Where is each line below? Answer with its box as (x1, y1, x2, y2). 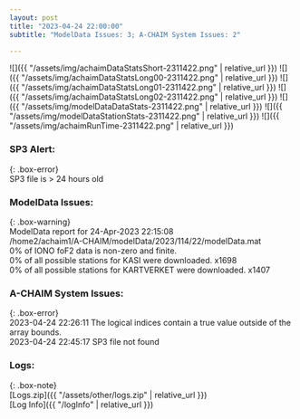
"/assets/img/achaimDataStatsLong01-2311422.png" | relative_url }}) (21, 82, 276, 93)
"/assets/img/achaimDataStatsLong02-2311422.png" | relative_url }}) (21, 91, 278, 102)
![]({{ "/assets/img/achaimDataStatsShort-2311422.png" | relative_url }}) (9, 62, 278, 73)
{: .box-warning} (9, 216, 71, 227)
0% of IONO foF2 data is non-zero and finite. (9, 245, 178, 256)
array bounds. (9, 327, 62, 338)
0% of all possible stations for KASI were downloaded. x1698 (9, 254, 237, 265)
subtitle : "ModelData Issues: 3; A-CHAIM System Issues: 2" (9, 30, 242, 39)
